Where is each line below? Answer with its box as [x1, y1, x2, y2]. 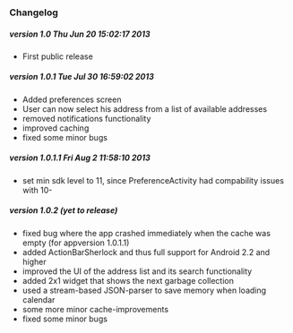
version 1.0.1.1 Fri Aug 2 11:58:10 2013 [9, 152, 151, 163]
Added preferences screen [22, 94, 122, 105]
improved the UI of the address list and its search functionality [22, 266, 253, 277]
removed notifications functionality [22, 113, 151, 124]
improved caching [22, 123, 90, 133]
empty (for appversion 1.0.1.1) [22, 237, 130, 248]
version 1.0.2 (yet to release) [9, 205, 118, 216]
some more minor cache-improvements [22, 303, 168, 314]
